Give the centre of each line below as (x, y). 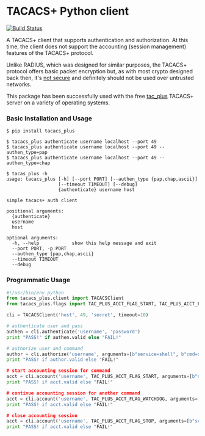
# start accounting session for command (59, 371)
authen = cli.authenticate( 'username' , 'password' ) (73, 332)
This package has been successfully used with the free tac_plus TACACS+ (100, 96)
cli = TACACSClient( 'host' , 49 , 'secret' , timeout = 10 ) (77, 315)
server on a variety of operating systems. (58, 103)
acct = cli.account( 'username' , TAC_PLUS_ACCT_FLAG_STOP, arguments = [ (98, 421)
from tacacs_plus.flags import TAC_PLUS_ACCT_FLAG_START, (81, 304)
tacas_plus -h (30, 174)
